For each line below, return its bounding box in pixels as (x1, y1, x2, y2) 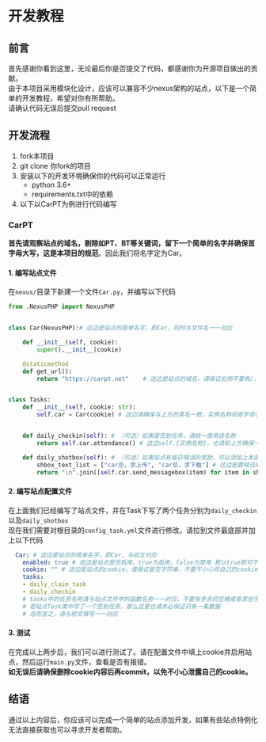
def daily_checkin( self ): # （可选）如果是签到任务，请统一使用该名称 (22, 432, 236, 440)
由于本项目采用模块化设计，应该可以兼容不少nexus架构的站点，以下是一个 (8, 84, 250, 93)
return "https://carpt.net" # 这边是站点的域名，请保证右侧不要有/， (36, 375, 260, 382)
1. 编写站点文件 (8, 268, 57, 277)
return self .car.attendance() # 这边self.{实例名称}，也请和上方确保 (36, 439, 254, 447)
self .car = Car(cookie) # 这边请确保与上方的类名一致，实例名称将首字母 (36, 411, 255, 419)
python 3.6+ (31, 180, 72, 189)
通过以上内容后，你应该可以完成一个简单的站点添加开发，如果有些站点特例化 (8, 714, 258, 725)
